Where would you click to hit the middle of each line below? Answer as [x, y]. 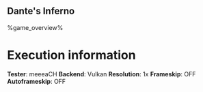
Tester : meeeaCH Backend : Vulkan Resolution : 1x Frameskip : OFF [101, 74]
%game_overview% [35, 27]
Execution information [71, 55]
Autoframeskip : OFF [37, 81]
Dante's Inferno [41, 11]
